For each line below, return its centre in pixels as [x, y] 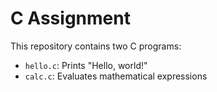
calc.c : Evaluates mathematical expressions [116, 76]
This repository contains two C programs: [96, 46]
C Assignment [70, 18]
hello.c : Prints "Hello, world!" [86, 65]
